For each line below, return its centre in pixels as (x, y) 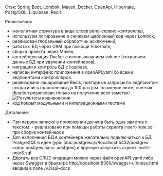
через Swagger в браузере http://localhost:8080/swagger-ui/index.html (85, 163)
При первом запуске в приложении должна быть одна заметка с (80, 122)
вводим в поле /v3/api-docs (41, 168)
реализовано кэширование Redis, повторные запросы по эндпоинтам (85, 82)
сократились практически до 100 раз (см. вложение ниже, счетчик (82, 88)
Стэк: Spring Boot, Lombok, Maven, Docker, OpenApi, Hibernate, (70, 7)
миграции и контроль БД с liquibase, (50, 67)
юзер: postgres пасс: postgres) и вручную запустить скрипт (74, 148)
